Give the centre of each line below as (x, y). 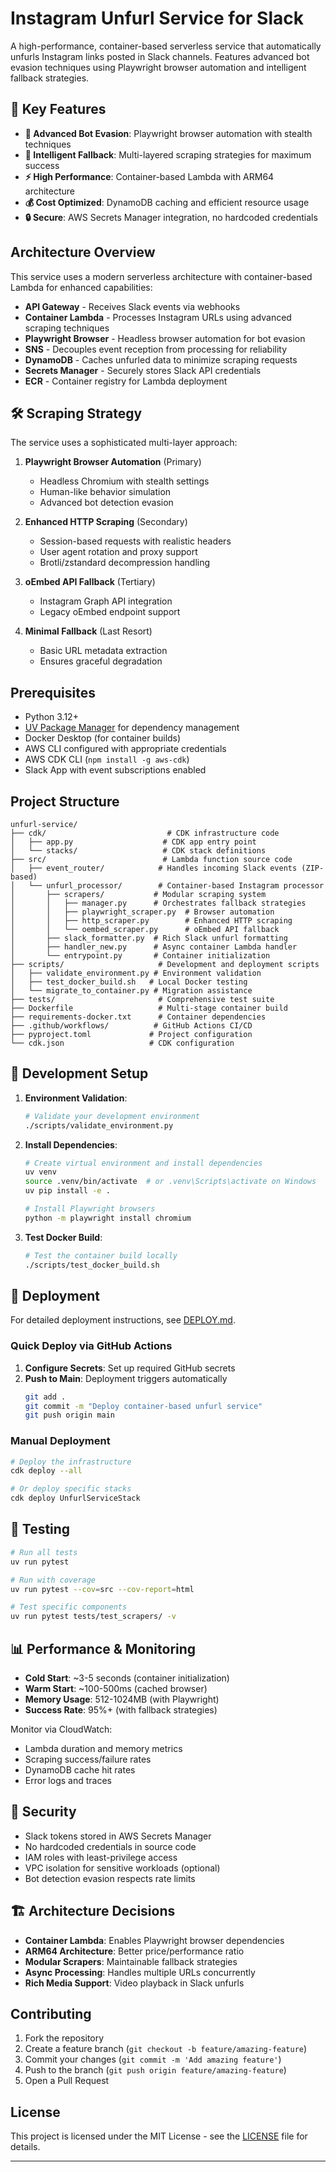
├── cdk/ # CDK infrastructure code (145, 833)
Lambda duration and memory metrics (103, 1748)
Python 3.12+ (51, 717)
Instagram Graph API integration (106, 601)
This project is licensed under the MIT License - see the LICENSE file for (159, 2136)
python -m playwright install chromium (108, 1218)
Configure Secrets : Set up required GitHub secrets (130, 1368)
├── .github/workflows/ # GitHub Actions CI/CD (131, 1026)
